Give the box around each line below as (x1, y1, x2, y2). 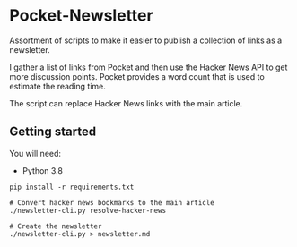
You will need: (9, 148, 61, 158)
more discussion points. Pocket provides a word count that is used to (9, 71, 265, 81)
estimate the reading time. (9, 81, 106, 91)
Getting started (9, 124, 97, 140)
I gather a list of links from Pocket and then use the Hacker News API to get (9, 62, 288, 72)
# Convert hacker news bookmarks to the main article (9, 198, 215, 207)
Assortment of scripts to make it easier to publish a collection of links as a (9, 35, 283, 46)
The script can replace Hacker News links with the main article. (9, 98, 243, 108)
